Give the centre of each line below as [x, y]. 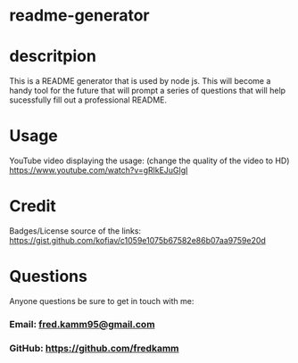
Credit [33, 206]
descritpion [53, 57]
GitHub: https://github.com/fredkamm [95, 348]
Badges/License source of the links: [75, 231]
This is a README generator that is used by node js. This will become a [140, 81]
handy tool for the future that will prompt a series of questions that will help [148, 91]
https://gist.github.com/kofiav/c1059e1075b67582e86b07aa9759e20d [137, 240]
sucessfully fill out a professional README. [88, 100]
